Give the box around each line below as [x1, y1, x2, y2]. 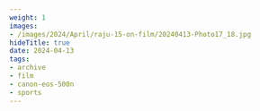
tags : [9, 55, 30, 64]
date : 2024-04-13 [9, 47, 75, 55]
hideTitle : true [9, 38, 70, 47]
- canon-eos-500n [9, 80, 75, 89]
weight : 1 [9, 13, 47, 22]
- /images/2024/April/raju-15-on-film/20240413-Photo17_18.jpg [9, 30, 252, 38]
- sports [9, 88, 42, 97]
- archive [9, 64, 47, 73]
